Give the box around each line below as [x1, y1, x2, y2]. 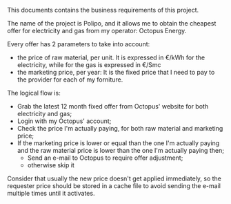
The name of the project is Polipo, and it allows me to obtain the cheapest [7, 19, 217, 27]
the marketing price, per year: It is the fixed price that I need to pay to [17, 68, 215, 76]
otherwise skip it [27, 161, 74, 169]
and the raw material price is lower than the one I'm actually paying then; [17, 147, 224, 154]
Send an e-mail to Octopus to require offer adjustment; [27, 154, 183, 162]
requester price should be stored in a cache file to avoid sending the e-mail [7, 182, 221, 189]
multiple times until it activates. [7, 189, 95, 197]
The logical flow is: [7, 89, 61, 97]
